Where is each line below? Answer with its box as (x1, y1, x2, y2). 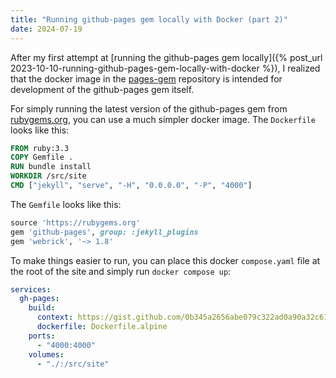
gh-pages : (19, 294, 60, 304)
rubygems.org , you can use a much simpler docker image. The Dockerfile (10, 113, 316, 125)
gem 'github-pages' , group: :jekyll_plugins (10, 227, 199, 237)
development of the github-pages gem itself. (10, 83, 195, 95)
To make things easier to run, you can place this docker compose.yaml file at (10, 254, 321, 266)
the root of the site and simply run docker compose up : (10, 265, 232, 277)
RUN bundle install (10, 162, 92, 172)
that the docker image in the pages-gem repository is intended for (10, 72, 283, 85)
